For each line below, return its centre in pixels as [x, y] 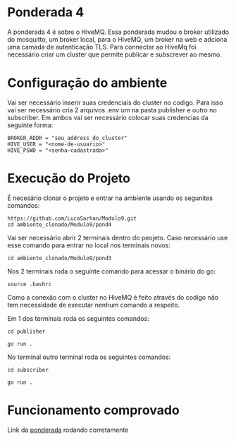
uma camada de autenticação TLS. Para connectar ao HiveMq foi [102, 47]
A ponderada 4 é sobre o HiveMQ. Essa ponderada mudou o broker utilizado [118, 32]
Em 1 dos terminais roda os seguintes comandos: [78, 318]
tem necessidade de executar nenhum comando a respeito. [94, 305]
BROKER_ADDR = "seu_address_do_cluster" [68, 138]
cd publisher [26, 331]
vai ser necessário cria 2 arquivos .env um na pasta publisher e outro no [112, 110]
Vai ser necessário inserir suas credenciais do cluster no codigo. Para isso [115, 102]
